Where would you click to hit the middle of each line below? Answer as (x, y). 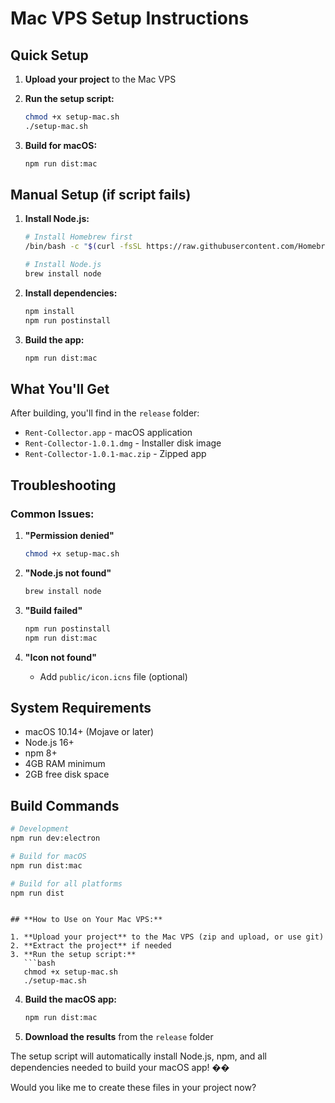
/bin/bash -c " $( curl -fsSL (83, 247)
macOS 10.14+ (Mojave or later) (89, 732)
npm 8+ (41, 753)
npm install (49, 311)
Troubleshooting (63, 485)
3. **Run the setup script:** (73, 955)
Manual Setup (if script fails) (101, 195)
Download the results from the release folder (119, 1037)
